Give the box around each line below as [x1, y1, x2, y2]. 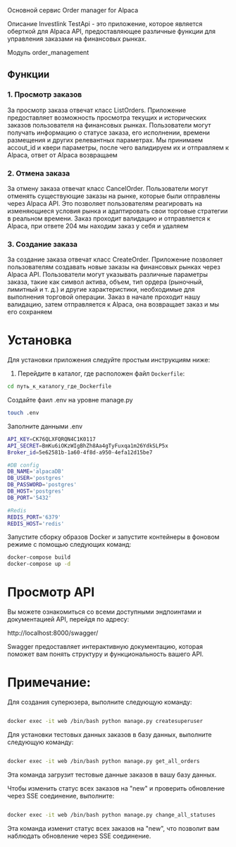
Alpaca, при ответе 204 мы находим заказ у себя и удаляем [7, 221, 189, 230]
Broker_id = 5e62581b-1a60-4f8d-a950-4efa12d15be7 [7, 449, 153, 456]
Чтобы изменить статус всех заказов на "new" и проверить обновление [7, 784, 225, 792]
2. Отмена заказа [7, 168, 70, 178]
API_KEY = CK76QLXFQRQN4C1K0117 [7, 435, 97, 443]
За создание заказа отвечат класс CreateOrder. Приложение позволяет [7, 255, 223, 264]
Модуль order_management [7, 49, 89, 56]
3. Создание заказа [7, 239, 77, 249]
